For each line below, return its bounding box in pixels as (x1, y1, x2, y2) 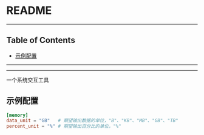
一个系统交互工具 (6, 76, 49, 84)
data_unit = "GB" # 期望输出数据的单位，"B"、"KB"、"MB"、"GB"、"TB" (6, 117, 178, 124)
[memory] (6, 112, 29, 118)
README (6, 4, 52, 18)
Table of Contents (6, 35, 76, 45)
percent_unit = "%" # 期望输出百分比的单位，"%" (6, 123, 121, 130)
